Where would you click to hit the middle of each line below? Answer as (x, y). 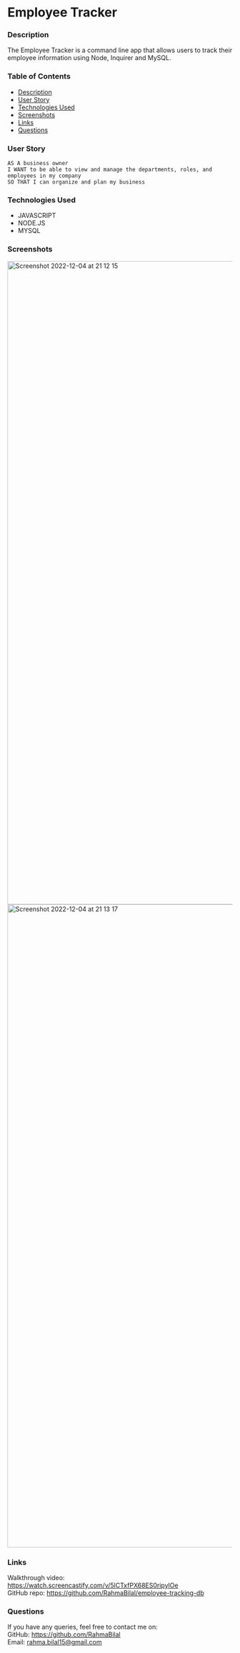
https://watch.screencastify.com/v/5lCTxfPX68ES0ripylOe (93, 1585)
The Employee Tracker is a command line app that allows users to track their (120, 50)
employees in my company (44, 176)
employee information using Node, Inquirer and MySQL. (89, 58)
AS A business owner (38, 164)
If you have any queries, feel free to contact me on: (83, 1627)
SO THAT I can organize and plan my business (76, 182)
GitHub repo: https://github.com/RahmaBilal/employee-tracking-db (106, 1593)
